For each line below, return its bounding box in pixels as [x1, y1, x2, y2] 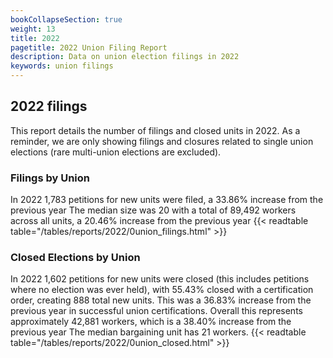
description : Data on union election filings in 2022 [10, 52, 240, 62]
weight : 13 [10, 24, 56, 34]
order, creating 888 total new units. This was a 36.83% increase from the [10, 294, 312, 306]
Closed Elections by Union [10, 251, 141, 265]
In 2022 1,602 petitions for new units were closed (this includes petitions [10, 273, 310, 285]
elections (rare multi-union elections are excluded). [10, 146, 222, 158]
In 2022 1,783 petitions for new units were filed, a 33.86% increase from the [10, 194, 324, 206]
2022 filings [10, 98, 88, 115]
